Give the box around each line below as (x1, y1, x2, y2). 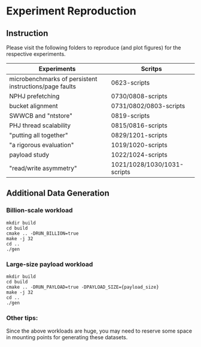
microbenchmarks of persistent (9, 75, 98, 83)
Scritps (141, 65, 163, 73)
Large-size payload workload (6, 260, 93, 268)
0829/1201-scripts (111, 131, 167, 139)
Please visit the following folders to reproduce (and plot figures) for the (6, 44, 181, 51)
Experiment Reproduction (6, 4, 136, 18)
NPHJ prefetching (9, 92, 60, 100)
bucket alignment (9, 102, 58, 110)
